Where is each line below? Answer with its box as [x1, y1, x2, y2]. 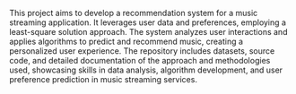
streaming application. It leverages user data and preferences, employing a [9, 17, 287, 28]
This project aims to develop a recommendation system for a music [9, 8, 258, 18]
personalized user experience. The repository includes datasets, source [9, 46, 275, 56]
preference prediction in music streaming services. [9, 74, 197, 84]
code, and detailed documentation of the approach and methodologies [9, 56, 271, 65]
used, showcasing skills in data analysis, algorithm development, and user [9, 64, 283, 75]
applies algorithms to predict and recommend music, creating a [9, 36, 244, 47]
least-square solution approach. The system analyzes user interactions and [9, 27, 288, 37]
